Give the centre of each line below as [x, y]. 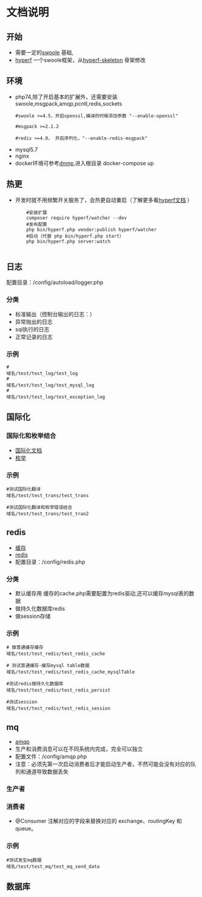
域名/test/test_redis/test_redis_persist [59, 690]
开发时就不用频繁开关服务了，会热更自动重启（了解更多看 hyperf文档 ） [104, 200]
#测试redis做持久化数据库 [35, 684]
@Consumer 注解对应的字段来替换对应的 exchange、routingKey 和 [98, 821]
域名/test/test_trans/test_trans [48, 496]
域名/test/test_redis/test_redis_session [59, 709]
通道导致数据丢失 [47, 772]
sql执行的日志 [32, 329]
